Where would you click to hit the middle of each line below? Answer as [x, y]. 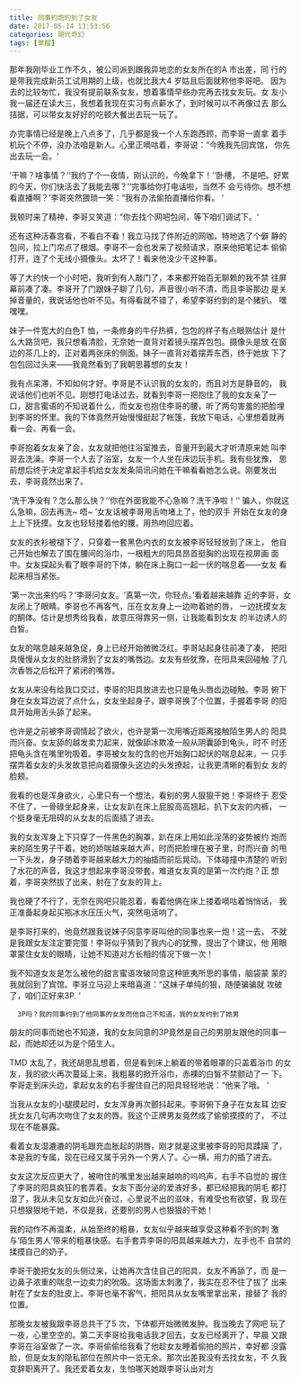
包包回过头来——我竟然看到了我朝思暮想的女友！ [100, 365]
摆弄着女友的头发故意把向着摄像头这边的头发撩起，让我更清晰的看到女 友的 [148, 765]
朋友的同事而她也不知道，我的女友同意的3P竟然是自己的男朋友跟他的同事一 [148, 1033]
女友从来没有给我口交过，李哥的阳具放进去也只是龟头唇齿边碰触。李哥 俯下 [148, 690]
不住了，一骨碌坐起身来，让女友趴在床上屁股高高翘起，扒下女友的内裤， [143, 807]
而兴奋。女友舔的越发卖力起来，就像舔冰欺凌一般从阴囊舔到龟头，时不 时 [144, 743]
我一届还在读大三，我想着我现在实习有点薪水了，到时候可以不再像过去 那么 [148, 104]
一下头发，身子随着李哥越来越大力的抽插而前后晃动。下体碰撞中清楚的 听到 [148, 860]
